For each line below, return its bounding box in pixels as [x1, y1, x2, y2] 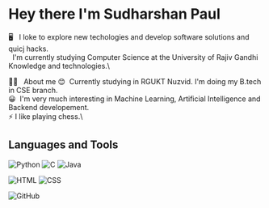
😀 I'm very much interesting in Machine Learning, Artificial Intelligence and [8, 94, 261, 104]
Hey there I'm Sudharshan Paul [8, 5, 221, 23]
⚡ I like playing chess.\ [8, 111, 83, 121]
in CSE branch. [8, 85, 58, 95]
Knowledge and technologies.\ [8, 61, 111, 70]
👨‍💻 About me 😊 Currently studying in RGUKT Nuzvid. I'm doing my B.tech [8, 76, 262, 86]
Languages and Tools [8, 138, 119, 152]
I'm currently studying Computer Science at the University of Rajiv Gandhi [11, 52, 258, 62]
